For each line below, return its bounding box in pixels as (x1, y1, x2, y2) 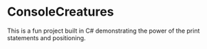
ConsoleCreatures (7, 4, 114, 20)
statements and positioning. (7, 33, 86, 42)
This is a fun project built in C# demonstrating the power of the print (7, 27, 200, 35)
